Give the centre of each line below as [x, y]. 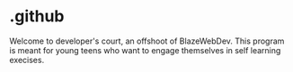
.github [37, 16]
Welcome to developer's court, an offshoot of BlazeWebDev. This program [147, 41]
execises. [27, 60]
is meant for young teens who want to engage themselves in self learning [145, 50]
